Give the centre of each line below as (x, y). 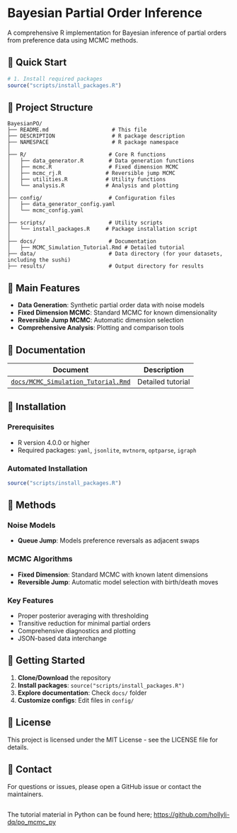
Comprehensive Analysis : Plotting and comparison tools (101, 328)
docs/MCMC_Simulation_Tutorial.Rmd (71, 381)
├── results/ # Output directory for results (105, 266)
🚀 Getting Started (46, 661)
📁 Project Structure (50, 107)
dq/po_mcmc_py (32, 822)
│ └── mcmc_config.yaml (45, 210)
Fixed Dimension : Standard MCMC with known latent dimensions (113, 574)
